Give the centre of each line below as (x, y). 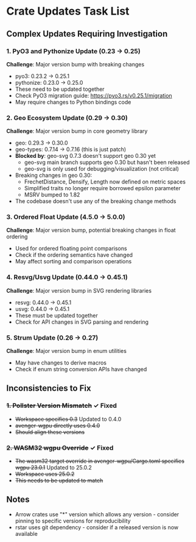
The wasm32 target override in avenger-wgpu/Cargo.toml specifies (100, 461)
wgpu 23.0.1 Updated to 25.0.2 (54, 468)
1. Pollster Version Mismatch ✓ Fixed (62, 405)
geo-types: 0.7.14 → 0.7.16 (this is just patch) (71, 149)
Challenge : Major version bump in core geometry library (77, 131)
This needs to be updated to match (59, 480)
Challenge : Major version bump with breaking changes (75, 64)
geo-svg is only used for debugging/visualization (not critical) (102, 169)
